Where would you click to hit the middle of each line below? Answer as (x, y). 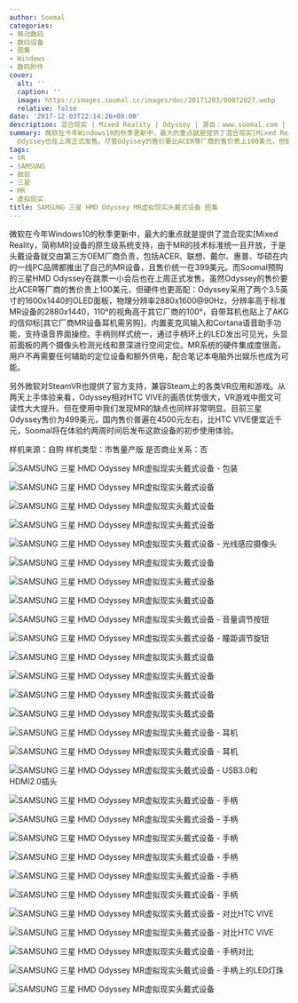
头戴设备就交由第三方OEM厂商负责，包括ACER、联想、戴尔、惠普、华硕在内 (149, 256)
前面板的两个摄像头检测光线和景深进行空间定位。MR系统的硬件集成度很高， (147, 345)
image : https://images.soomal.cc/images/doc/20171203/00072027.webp (146, 100)
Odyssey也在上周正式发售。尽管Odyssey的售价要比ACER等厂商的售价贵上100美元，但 (151, 141)
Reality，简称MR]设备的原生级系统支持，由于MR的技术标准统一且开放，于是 (148, 244)
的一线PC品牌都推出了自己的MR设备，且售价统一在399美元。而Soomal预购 (146, 267)
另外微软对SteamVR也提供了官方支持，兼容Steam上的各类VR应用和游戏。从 (148, 386)
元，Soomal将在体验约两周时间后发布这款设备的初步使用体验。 (124, 430)
